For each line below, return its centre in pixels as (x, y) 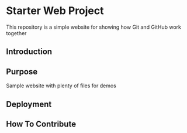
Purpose (22, 71)
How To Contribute (41, 124)
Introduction (29, 52)
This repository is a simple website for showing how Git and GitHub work (94, 27)
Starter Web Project (55, 11)
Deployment (29, 104)
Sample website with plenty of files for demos (61, 86)
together (16, 33)
